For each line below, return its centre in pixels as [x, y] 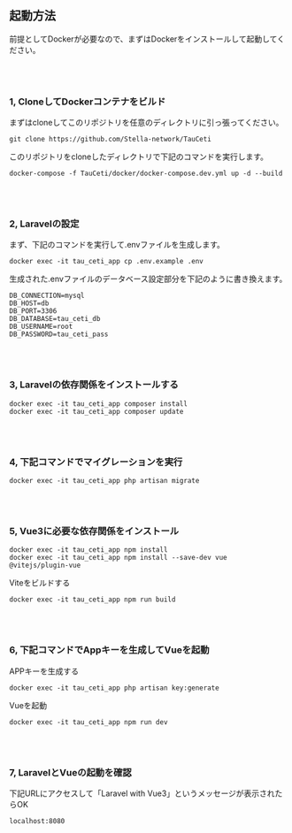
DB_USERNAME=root [41, 327]
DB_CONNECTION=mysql [47, 296]
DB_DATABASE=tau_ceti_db [55, 319]
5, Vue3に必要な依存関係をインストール [94, 531]
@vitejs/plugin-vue [45, 566]
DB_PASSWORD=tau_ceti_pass [59, 334]
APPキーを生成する [44, 671]
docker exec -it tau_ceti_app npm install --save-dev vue [118, 558]
